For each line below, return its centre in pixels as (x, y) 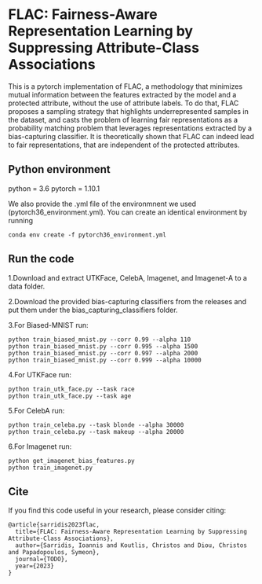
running (21, 220)
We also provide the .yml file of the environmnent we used (102, 204)
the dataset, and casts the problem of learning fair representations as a (123, 119)
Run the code (41, 259)
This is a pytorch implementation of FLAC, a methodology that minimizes (126, 86)
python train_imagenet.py (50, 468)
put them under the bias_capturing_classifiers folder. (93, 310)
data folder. (27, 286)
